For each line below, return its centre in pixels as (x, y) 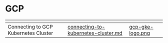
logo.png (139, 33)
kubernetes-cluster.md (95, 33)
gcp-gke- (141, 26)
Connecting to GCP (30, 26)
